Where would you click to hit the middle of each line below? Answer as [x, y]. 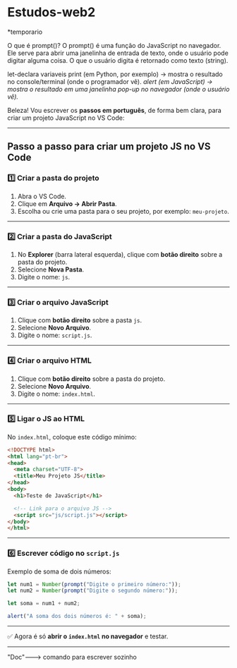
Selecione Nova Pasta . [51, 269]
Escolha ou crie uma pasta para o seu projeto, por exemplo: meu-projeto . [123, 211]
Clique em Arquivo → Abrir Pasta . [67, 204]
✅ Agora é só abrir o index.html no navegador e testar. [88, 636]
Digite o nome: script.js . [55, 335]
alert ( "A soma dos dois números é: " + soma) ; [77, 617]
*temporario [25, 32]
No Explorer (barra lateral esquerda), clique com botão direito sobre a [120, 254]
